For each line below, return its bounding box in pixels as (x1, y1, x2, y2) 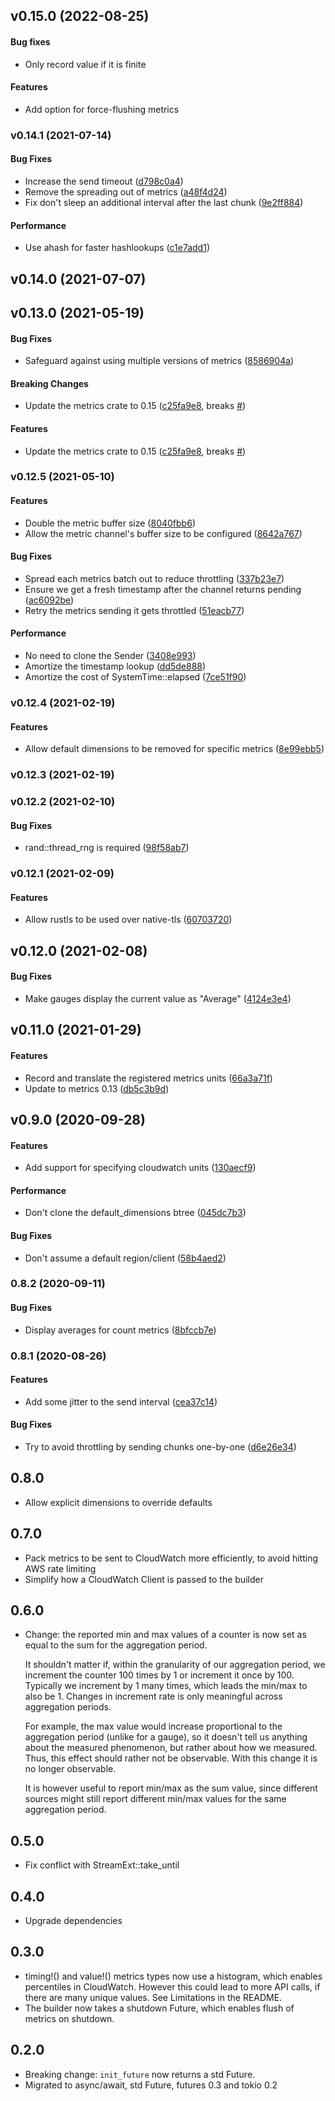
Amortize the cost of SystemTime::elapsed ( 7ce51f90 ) (24, 671, 247, 683)
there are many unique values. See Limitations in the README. (24, 1991, 283, 2003)
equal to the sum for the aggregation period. (24, 1639, 208, 1651)
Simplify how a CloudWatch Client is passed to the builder (24, 1573, 264, 1585)
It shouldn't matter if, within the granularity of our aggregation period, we (24, 1659, 326, 1671)
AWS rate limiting (24, 1562, 97, 1574)
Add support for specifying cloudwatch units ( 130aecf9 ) (24, 1162, 257, 1174)
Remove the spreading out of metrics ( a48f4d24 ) (24, 185, 228, 198)
